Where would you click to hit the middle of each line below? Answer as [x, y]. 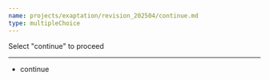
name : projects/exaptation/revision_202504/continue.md [103, 16]
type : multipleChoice [44, 23]
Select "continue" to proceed [56, 46]
